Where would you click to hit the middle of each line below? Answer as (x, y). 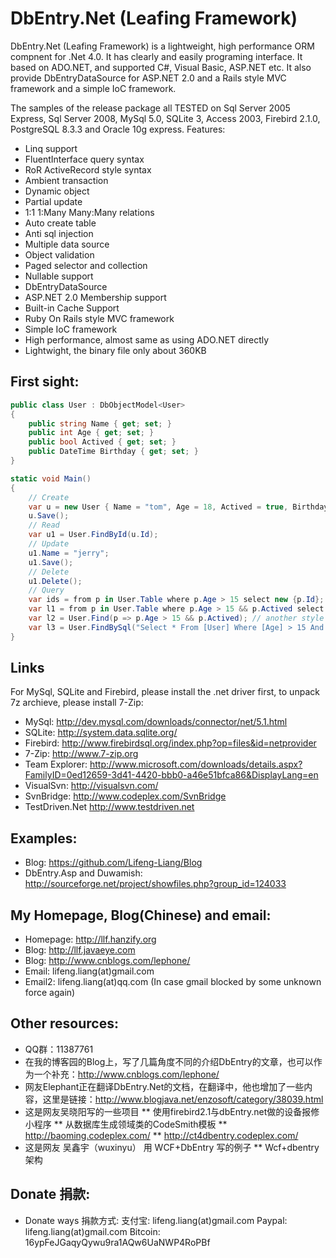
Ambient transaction (66, 180)
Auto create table (60, 223)
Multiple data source (67, 244)
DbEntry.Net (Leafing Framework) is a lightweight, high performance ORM (162, 46)
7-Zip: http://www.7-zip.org (81, 754)
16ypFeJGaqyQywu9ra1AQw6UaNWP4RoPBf (117, 1242)
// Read (44, 525)
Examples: (44, 838)
